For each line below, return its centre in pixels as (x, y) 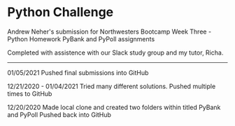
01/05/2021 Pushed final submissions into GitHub (78, 72)
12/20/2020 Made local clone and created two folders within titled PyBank (114, 107)
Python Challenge (60, 12)
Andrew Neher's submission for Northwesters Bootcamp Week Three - (109, 31)
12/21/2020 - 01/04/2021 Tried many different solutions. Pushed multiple (112, 86)
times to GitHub (30, 93)
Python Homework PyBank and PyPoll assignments (81, 38)
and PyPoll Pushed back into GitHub (59, 114)
